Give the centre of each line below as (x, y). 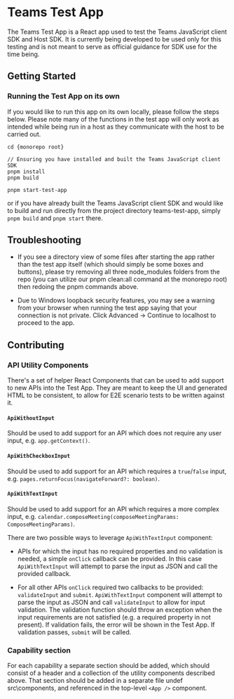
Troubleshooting (44, 240)
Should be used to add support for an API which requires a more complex (113, 509)
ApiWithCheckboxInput (39, 456)
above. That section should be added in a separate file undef (95, 681)
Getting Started (42, 76)
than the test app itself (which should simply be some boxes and (110, 264)
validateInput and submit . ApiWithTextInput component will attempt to (120, 594)
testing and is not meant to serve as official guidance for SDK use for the (112, 46)
